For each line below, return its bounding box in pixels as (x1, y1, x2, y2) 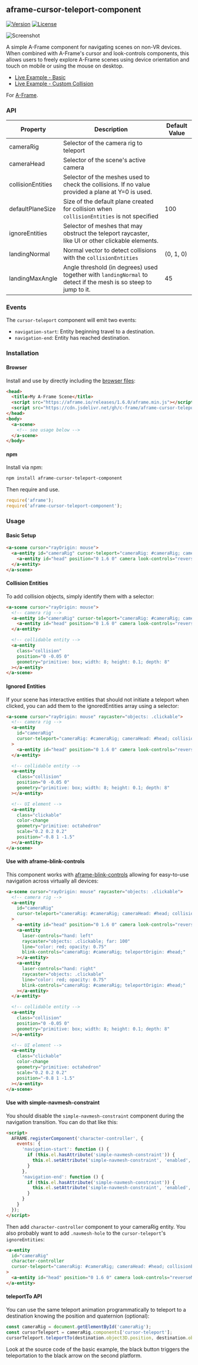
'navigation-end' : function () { (21, 1174, 104, 1180)
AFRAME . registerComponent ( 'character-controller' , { (11, 1135, 144, 1141)
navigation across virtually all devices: (6, 877, 99, 884)
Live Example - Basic (14, 73, 66, 81)
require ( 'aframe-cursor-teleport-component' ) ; (6, 503, 123, 509)
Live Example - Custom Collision (14, 80, 94, 87)
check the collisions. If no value (62, 181, 150, 189)
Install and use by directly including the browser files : (6, 377, 136, 384)
